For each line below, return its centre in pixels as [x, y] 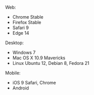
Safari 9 [20, 28]
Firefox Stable [27, 22]
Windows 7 [24, 53]
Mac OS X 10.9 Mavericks [39, 58]
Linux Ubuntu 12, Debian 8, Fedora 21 [51, 63]
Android [20, 88]
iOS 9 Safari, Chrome [34, 83]
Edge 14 [21, 33]
